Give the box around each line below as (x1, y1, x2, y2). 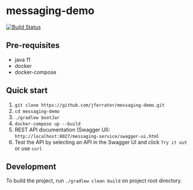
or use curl (14, 145, 42, 152)
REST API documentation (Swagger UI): (14, 126, 110, 133)
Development (6, 161, 57, 171)
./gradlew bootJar (14, 114, 60, 121)
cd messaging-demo (14, 108, 60, 114)
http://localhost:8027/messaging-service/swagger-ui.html (14, 133, 160, 139)
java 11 (14, 56, 31, 63)
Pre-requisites (6, 40, 60, 50)
